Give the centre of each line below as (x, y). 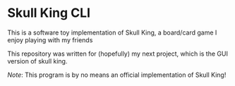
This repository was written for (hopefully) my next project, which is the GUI (117, 54)
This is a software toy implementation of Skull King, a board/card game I (112, 32)
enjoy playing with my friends (50, 39)
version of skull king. (37, 61)
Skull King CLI (49, 13)
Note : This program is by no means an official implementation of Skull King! (117, 75)
